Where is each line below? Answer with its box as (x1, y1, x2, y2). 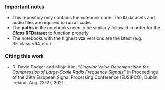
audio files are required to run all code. (12, 20, 91, 25)
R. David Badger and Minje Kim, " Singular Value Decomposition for (12, 64, 149, 69)
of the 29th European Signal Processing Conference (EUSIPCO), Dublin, (12, 74, 159, 80)
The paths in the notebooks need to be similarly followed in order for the (12, 25, 161, 31)
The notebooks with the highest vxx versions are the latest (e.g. (12, 35, 142, 41)
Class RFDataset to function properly (12, 30, 89, 36)
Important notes (5, 3, 45, 10)
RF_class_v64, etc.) (12, 41, 52, 46)
